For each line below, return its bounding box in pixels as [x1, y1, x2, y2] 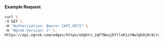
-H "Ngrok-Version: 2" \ [4, 28, 55, 33]
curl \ [4, 14, 18, 19]
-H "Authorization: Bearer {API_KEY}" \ [4, 23, 89, 28]
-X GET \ [4, 19, 23, 24]
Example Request [4, 4, 41, 10]
